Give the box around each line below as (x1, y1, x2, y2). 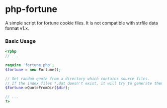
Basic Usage (5, 37, 36, 44)
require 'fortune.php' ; (5, 62, 55, 68)
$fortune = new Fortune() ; (5, 67, 61, 72)
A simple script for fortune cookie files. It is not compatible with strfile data (5, 20, 158, 26)
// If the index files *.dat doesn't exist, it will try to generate (5, 81, 153, 86)
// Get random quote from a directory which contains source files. (5, 76, 150, 81)
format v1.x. (5, 25, 29, 31)
